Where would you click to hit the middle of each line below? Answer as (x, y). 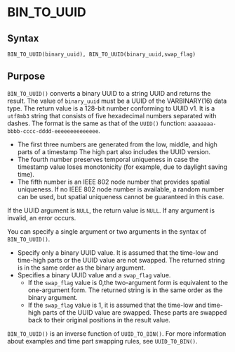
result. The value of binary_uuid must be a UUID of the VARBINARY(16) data (117, 101)
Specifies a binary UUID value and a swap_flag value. (94, 275)
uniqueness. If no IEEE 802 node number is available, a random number (121, 189)
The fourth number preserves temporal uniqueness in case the (108, 159)
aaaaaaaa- (202, 124)
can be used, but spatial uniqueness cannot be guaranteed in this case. (121, 196)
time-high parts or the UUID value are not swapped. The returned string (121, 260)
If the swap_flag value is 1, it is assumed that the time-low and (117, 305)
